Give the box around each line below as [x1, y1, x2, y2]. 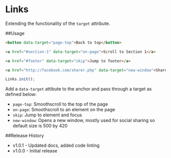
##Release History [5, 133, 44, 139]
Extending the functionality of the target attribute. [5, 20, 110, 26]
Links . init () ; [5, 77, 36, 82]
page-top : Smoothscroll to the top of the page [12, 101, 108, 107]
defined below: [5, 91, 37, 98]
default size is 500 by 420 [12, 123, 68, 129]
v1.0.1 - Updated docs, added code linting [12, 142, 100, 148]
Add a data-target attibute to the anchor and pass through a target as [5, 86, 152, 92]
